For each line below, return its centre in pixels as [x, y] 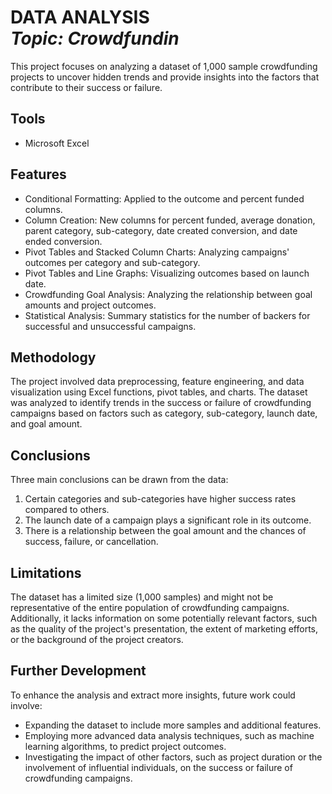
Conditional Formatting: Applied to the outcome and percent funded [164, 198]
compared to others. [67, 510]
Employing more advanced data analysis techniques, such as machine [169, 735]
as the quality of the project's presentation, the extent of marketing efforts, [164, 629]
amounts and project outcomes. [90, 305]
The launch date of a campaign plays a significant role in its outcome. [168, 520]
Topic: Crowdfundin [95, 38]
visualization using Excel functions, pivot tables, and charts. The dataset [159, 392]
